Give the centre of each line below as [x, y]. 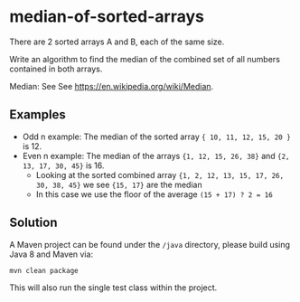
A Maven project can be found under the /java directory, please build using [150, 244]
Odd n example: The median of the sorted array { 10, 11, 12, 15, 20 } [156, 137]
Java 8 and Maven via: [51, 254]
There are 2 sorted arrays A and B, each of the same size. [117, 42]
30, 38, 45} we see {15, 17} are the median [119, 184]
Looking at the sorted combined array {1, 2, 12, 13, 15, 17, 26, [160, 175]
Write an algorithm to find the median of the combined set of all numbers [145, 59]
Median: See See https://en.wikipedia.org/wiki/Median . [112, 86]
